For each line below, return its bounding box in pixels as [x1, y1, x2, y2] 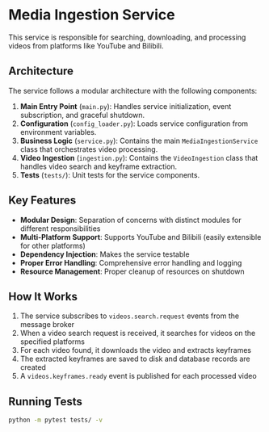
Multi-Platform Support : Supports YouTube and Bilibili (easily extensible [19, 232, 262, 241]
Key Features [8, 194, 77, 208]
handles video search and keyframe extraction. [19, 161, 178, 171]
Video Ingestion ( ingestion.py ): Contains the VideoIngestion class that [19, 153, 258, 162]
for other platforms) [19, 241, 86, 250]
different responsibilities [19, 224, 101, 233]
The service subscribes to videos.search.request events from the [19, 311, 240, 321]
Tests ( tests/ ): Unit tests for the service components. [19, 170, 200, 179]
